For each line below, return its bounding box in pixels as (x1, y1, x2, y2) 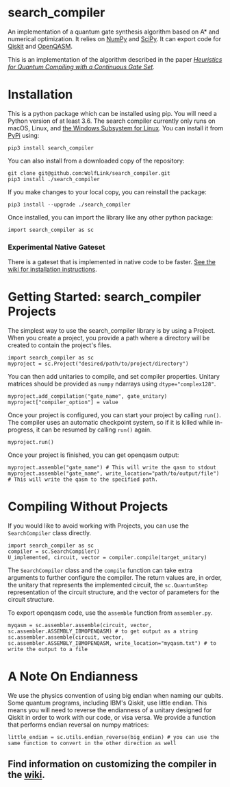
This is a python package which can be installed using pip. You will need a (8, 109, 218, 117)
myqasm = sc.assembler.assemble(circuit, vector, (8, 622, 153, 629)
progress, (8, 425, 35, 434)
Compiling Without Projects (8, 499, 168, 515)
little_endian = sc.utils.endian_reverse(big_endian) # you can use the (8, 733, 220, 740)
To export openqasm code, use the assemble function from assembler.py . (8, 609, 213, 617)
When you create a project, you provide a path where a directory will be (8, 334, 210, 342)
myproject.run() (8, 439, 54, 446)
